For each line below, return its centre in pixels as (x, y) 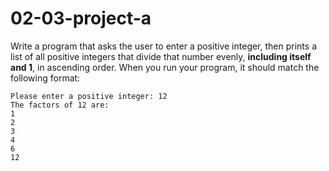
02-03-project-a (81, 18)
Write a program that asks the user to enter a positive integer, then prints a (163, 46)
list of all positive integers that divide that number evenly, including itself (161, 56)
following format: (45, 78)
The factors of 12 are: (60, 105)
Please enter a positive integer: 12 (89, 96)
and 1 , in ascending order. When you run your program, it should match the (165, 67)
